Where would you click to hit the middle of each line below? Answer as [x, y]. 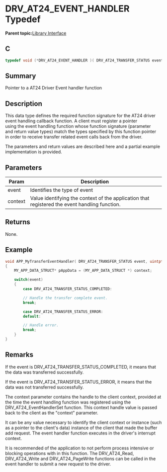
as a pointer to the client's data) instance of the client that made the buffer [81, 428]
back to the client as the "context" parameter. [52, 413]
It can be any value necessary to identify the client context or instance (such [83, 422]
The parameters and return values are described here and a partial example [83, 147]
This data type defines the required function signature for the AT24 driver [80, 116]
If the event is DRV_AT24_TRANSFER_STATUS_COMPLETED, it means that [81, 367]
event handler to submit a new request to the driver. [58, 464]
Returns [18, 222]
